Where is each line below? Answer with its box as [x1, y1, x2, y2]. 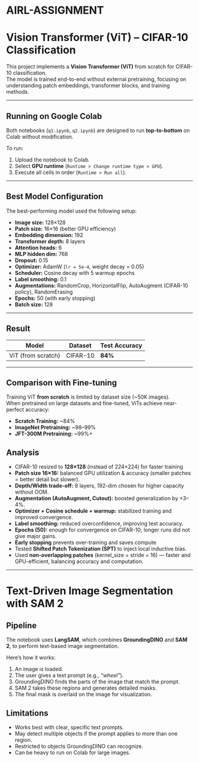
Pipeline [6, 620, 37, 630]
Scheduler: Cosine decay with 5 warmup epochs [14, 269, 135, 276]
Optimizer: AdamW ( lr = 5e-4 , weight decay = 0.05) [14, 263, 145, 270]
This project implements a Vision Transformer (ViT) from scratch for [6, 63, 175, 70]
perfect [6, 406, 24, 413]
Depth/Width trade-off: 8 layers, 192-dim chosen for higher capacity [14, 482, 185, 489]
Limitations [6, 708, 49, 718]
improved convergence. [14, 514, 73, 521]
